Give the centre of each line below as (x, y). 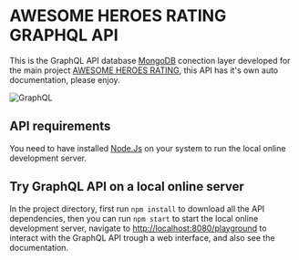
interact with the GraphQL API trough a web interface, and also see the (142, 237)
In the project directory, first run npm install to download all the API (137, 208)
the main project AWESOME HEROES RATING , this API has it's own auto (144, 70)
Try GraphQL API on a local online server (127, 187)
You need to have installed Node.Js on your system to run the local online (148, 148)
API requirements (60, 126)
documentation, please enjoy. (65, 79)
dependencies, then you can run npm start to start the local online (134, 218)
